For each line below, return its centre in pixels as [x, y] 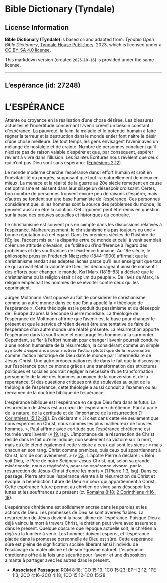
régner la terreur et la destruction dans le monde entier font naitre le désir [81, 136]
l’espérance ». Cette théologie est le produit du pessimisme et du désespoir [83, 308]
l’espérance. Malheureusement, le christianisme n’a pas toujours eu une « [80, 230]
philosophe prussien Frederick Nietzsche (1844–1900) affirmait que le [77, 256]
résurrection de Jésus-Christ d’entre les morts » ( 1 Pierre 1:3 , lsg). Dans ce [82, 471]
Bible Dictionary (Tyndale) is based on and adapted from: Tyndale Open [80, 39]
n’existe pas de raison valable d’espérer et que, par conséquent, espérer [79, 152]
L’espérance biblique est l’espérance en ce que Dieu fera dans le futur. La [80, 402]
